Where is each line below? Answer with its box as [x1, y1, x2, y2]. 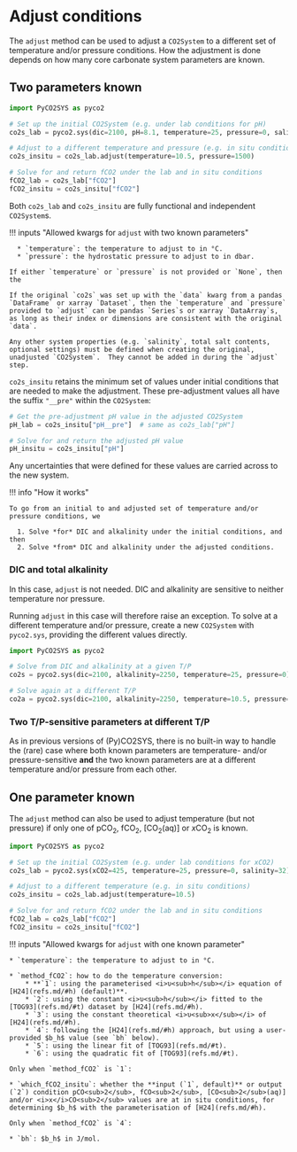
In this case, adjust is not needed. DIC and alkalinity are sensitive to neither [9, 583, 285, 595]
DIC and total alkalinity [9, 564, 109, 576]
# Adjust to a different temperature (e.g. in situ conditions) [9, 882, 251, 891]
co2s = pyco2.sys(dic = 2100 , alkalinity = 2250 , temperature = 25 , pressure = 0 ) [9, 671, 291, 680]
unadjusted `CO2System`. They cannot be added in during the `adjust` [9, 353, 278, 362]
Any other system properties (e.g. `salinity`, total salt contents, [9, 337, 271, 346]
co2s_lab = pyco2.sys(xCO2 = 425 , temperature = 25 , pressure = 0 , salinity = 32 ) [9, 866, 291, 875]
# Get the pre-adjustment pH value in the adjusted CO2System [9, 412, 243, 421]
